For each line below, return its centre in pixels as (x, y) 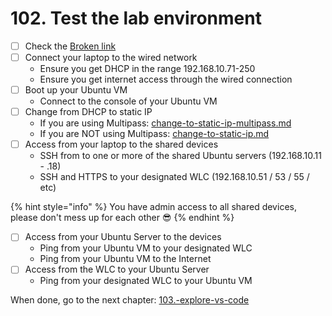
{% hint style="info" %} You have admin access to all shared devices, (153, 207)
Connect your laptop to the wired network (111, 57)
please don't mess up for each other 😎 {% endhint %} (122, 218)
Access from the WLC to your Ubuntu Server (117, 269)
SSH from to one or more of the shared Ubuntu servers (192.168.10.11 (180, 156)
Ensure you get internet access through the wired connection (166, 79)
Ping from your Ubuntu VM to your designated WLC (146, 248)
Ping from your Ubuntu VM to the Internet (125, 259)
